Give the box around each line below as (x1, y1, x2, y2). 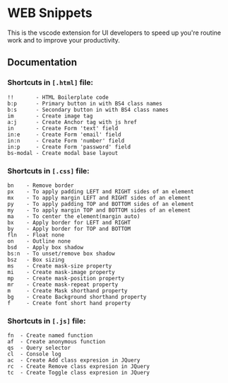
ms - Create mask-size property (7, 262, 112, 270)
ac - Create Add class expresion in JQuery (7, 357, 140, 364)
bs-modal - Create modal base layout (7, 149, 119, 156)
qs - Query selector (7, 345, 71, 352)
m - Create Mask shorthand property (7, 287, 128, 295)
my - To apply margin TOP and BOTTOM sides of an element (7, 207, 191, 214)
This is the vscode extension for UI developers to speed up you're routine (7, 28, 221, 37)
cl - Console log (7, 350, 61, 358)
